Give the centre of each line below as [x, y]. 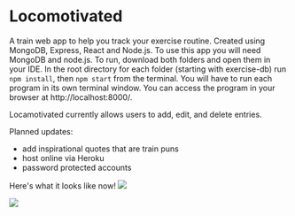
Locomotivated [66, 16]
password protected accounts [77, 167]
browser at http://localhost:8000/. [71, 97]
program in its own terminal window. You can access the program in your [142, 88]
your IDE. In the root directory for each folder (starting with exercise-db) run [148, 69]
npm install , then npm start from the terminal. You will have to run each [141, 78]
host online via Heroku [63, 158]
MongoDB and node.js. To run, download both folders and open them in [140, 59]
